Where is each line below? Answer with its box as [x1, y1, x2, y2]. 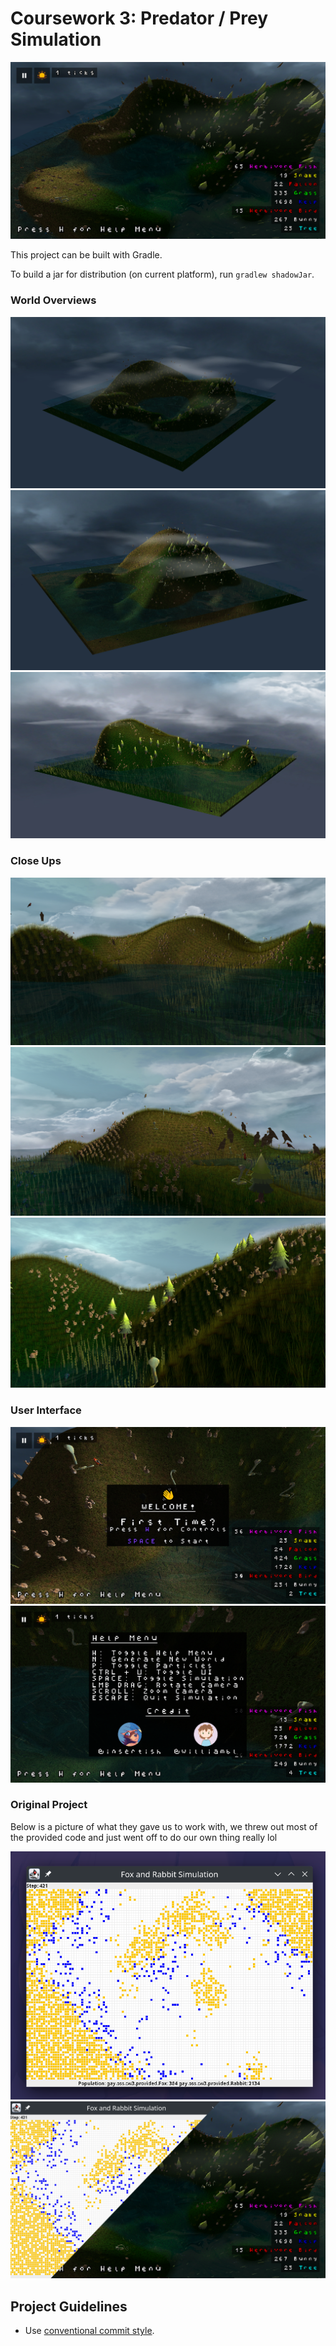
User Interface [10, 1403, 82, 1417]
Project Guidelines [10, 2298, 128, 2315]
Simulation [10, 28, 102, 51]
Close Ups [10, 854, 62, 868]
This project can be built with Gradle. [10, 249, 163, 261]
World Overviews [10, 293, 97, 307]
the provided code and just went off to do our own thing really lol [10, 1831, 278, 1843]
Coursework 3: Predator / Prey [10, 7, 269, 30]
